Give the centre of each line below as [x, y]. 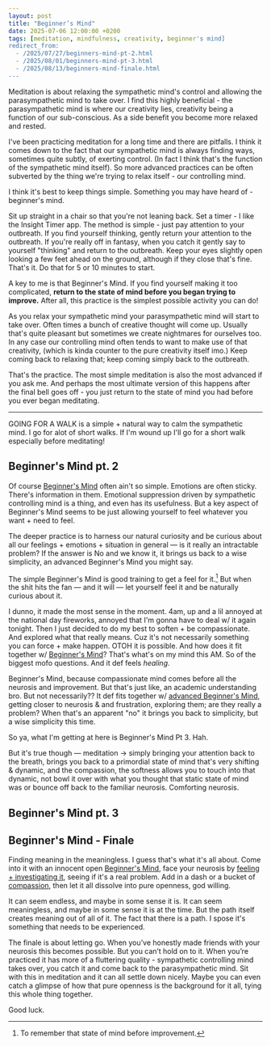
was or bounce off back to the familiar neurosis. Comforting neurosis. [124, 788]
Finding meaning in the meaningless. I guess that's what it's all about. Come [135, 860]
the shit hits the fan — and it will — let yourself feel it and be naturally [124, 587]
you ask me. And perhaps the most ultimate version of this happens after [129, 383]
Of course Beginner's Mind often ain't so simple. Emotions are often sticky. [133, 485]
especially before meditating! [56, 441]
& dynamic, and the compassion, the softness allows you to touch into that [132, 770]
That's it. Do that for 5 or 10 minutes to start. [82, 267]
